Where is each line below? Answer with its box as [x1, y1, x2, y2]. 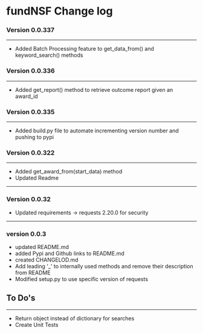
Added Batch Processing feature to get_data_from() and [14, 45, 154, 53]
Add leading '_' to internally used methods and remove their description [14, 262, 193, 270]
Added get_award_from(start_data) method [14, 168, 123, 175]
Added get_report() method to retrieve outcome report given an [14, 86, 173, 93]
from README [14, 269, 51, 276]
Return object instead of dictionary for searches [14, 314, 135, 322]
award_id [14, 92, 38, 100]
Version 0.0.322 [6, 149, 55, 157]
